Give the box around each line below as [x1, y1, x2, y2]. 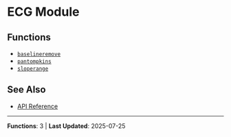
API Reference [16, 102, 58, 110]
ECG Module [7, 4, 80, 20]
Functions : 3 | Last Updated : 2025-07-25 [7, 121, 126, 130]
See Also [7, 84, 46, 96]
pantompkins [16, 58, 52, 65]
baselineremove [16, 51, 61, 58]
